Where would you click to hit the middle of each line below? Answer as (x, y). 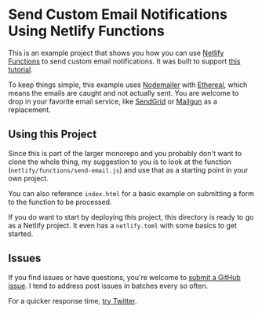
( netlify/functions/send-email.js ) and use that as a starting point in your (128, 169)
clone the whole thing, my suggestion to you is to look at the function (120, 162)
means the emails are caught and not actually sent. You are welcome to (124, 93)
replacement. (29, 109)
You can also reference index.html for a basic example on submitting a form (131, 193)
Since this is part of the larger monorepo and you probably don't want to (125, 153)
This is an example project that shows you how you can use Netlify (116, 53)
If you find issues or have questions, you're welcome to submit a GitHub (124, 277)
